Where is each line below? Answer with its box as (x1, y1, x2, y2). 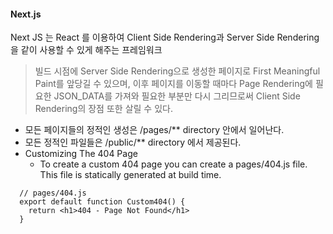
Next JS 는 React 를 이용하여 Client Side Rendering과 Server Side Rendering (10, 31, 320, 44)
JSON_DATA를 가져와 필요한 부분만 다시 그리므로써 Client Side (53, 90, 301, 102)
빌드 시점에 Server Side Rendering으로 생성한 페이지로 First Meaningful (34, 65, 321, 77)
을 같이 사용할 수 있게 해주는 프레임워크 (10, 44, 163, 56)
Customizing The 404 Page (24, 148, 138, 160)
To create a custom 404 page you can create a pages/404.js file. (39, 158, 308, 170)
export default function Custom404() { (19, 197, 186, 207)
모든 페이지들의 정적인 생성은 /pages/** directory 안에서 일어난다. (24, 124, 285, 136)
